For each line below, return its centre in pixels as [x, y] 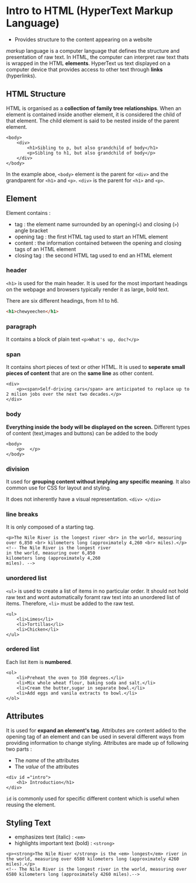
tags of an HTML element [45, 249]
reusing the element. [31, 805]
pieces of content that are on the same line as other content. [80, 374]
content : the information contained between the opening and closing [98, 243]
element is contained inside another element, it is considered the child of [94, 114]
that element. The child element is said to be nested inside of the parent [93, 121]
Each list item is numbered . [39, 662]
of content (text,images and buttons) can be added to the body [82, 433]
